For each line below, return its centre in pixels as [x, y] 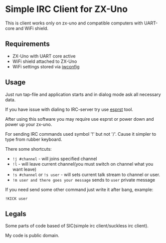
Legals [16, 214]
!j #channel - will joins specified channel [55, 159]
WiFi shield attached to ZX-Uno [45, 61]
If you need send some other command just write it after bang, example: [79, 189]
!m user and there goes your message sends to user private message [84, 180]
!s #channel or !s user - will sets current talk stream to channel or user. [86, 174]
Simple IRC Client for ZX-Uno [67, 9]
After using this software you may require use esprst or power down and [80, 119]
